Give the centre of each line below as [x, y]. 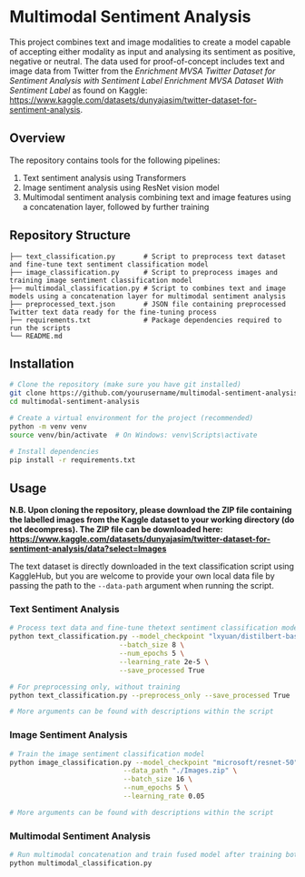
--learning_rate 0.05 [164, 796]
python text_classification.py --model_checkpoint [107, 637]
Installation [42, 363]
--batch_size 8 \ [152, 645]
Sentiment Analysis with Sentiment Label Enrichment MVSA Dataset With [147, 80]
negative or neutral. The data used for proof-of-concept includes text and [147, 61]
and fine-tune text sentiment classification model [109, 264]
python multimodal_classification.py [81, 863]
